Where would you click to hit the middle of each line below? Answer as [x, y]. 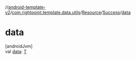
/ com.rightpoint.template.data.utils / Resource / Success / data [70, 12]
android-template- [27, 7]
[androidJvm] [19, 46]
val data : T [16, 51]
